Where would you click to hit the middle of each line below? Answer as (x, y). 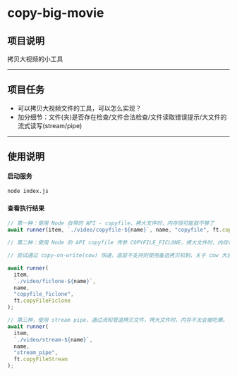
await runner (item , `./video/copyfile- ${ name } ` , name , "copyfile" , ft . (115, 230)
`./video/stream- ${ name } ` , (53, 339)
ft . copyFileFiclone (42, 301)
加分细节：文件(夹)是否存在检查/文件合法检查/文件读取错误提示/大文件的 (122, 117)
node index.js (28, 192)
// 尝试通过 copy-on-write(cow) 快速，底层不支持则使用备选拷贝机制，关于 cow (113, 256)
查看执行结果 (26, 208)
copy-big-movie (56, 13)
